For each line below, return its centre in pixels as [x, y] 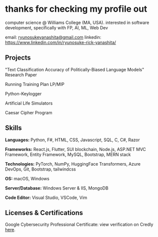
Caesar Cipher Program [29, 112]
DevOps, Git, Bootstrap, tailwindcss [41, 169]
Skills [13, 128]
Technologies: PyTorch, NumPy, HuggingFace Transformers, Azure [73, 164]
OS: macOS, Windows [27, 178]
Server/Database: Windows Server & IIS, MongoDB [57, 188]
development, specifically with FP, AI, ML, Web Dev [57, 27]
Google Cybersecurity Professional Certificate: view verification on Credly [79, 225]
